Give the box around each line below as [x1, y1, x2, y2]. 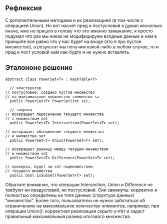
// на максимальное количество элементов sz [5, 94, 99, 99]
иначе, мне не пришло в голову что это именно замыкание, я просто [5, 27, 153, 34]
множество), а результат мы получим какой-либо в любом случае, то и [5, 43, 159, 49]
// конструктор [9, 85, 41, 90]
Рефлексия [5, 4, 42, 12]
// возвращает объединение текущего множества [5, 129, 104, 134]
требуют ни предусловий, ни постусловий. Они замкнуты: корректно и [5, 187, 157, 193]
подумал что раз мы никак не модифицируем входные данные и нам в [5, 33, 157, 39]
